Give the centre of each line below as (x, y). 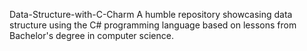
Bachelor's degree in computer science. (91, 35)
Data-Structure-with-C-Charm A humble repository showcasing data (151, 14)
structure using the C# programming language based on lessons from (153, 25)
